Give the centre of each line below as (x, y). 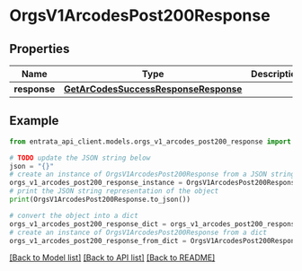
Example (34, 121)
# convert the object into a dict (74, 215)
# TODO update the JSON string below (80, 158)
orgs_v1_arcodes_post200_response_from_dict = (98, 240)
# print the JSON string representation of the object (114, 191)
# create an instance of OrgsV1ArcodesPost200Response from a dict (138, 232)
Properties (40, 49)
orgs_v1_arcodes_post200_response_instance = (96, 183)
